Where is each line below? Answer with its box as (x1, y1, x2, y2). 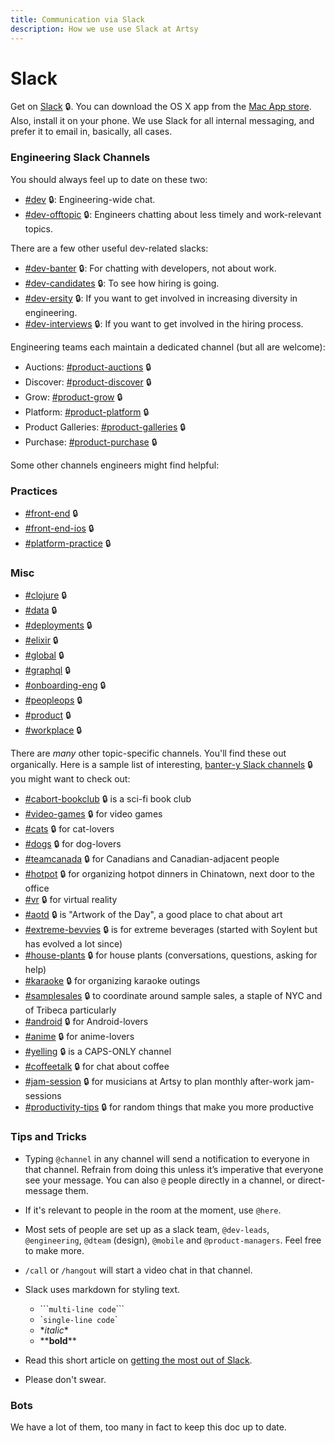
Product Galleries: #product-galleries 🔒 (24, 421, 187, 433)
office (24, 882, 50, 895)
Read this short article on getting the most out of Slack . (24, 1354, 253, 1366)
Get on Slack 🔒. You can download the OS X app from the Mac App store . (10, 101, 312, 113)
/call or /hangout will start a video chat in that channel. (24, 1264, 253, 1276)
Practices (10, 484, 58, 498)
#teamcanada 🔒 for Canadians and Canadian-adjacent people (24, 853, 280, 865)
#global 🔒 (24, 649, 65, 661)
